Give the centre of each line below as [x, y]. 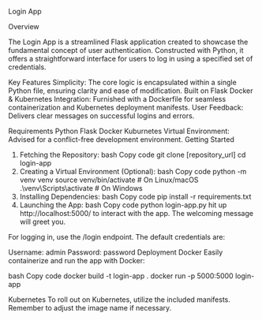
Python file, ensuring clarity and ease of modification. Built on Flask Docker [131, 91]
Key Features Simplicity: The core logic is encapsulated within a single [122, 82]
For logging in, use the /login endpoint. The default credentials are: [117, 237]
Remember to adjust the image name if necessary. [90, 308]
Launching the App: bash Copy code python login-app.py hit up [123, 205]
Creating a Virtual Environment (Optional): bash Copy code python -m [133, 171]
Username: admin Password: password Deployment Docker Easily [116, 252]
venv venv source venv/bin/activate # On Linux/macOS [109, 180]
